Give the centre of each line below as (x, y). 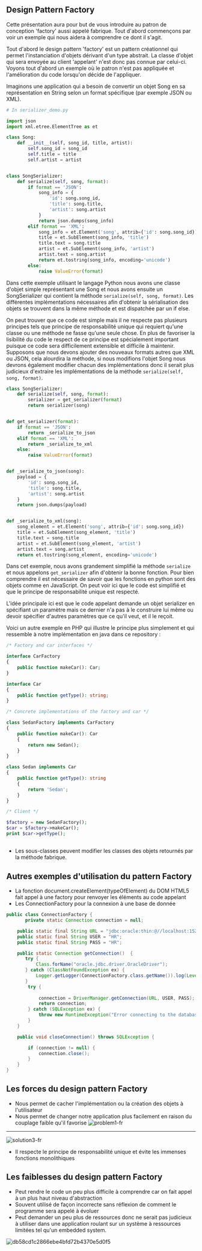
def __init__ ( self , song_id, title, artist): (75, 143)
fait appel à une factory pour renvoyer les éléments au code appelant (100, 897)
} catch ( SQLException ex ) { (64, 1009)
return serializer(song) (59, 406)
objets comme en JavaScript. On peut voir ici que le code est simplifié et (96, 585)
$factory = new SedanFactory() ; (47, 823)
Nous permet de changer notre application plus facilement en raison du (103, 1116)
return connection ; (63, 1004)
